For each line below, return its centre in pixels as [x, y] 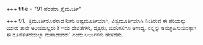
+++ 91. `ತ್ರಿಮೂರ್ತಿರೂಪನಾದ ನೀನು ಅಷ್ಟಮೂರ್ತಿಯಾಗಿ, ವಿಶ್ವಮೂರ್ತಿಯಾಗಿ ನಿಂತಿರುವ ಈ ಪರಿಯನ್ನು [96, 21]
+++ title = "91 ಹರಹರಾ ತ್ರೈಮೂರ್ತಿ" [44, 9]
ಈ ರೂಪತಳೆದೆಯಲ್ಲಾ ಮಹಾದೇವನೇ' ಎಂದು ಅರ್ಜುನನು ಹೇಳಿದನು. [65, 35]
